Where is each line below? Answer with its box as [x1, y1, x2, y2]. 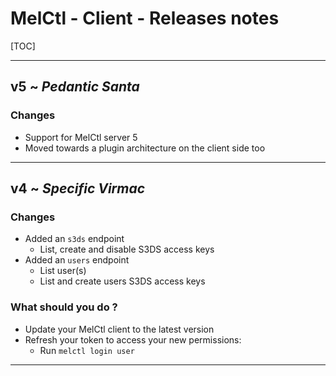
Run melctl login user [39, 344, 135, 356]
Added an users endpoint [24, 254, 130, 266]
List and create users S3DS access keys [39, 275, 206, 287]
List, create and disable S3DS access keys [39, 243, 215, 256]
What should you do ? [10, 300, 118, 314]
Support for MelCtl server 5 [24, 131, 138, 143]
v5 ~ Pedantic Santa [10, 78, 140, 96]
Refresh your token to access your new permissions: [24, 333, 242, 346]
